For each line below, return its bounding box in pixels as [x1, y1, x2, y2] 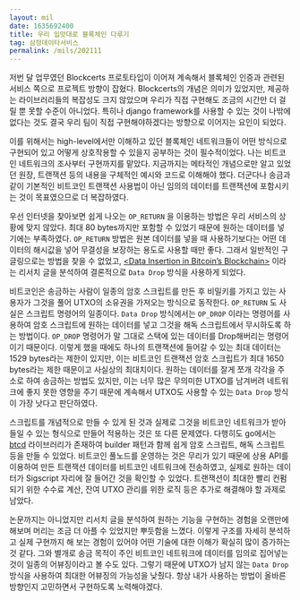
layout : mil [9, 13, 54, 22]
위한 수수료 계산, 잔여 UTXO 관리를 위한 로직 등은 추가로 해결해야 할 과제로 [25, 484, 287, 495]
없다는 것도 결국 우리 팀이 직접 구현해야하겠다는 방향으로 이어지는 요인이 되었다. [9, 117, 287, 128]
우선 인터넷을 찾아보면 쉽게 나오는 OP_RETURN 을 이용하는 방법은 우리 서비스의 [9, 211, 278, 222]
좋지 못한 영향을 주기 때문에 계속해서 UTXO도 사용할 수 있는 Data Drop [25, 387, 272, 398]
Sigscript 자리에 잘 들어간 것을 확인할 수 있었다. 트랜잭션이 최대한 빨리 [25, 473, 271, 484]
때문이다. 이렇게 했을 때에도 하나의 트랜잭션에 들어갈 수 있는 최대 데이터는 [25, 342, 282, 353]
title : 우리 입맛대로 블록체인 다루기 [9, 30, 130, 39]
